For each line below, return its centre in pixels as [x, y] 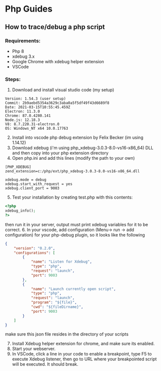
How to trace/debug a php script [55, 27]
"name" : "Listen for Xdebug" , [61, 262]
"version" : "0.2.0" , [34, 248]
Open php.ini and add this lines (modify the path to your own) [73, 158]
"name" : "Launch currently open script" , [73, 289]
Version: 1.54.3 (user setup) [36, 99]
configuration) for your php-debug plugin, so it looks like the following [75, 235]
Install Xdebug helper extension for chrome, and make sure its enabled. [83, 344]
